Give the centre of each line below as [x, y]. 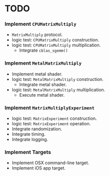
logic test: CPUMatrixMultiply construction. [55, 40]
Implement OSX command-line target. [51, 163]
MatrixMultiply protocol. [37, 35]
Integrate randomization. [37, 129]
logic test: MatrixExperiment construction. [54, 118]
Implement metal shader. [37, 74]
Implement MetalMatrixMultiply [43, 63]
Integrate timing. [28, 134]
